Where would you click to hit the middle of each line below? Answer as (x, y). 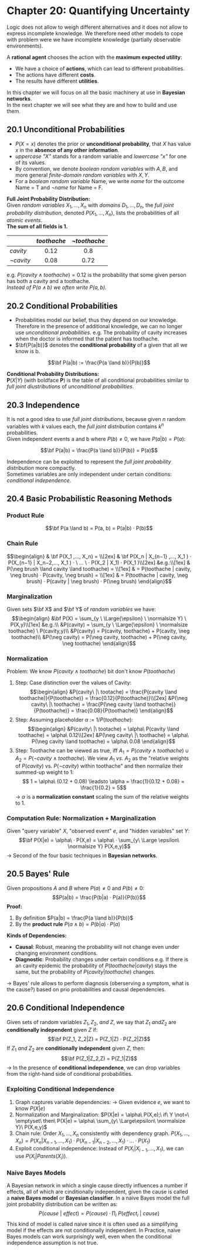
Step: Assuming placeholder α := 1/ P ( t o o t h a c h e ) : (74, 720)
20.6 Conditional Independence (66, 1008)
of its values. (30, 162)
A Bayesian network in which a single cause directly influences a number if (97, 1186)
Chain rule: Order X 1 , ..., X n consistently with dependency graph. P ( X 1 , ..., (102, 1134)
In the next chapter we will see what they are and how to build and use (92, 105)
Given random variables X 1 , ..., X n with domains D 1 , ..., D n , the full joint (90, 206)
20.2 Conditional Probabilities (62, 306)
